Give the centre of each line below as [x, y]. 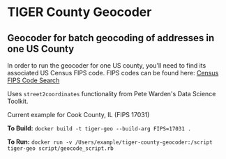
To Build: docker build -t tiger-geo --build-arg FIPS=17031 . [99, 128]
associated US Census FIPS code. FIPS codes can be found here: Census [113, 73]
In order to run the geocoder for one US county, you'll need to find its [107, 66]
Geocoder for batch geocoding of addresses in [111, 38]
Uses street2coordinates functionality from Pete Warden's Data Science [112, 94]
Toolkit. [18, 101]
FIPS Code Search [33, 80]
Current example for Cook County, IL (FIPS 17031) [78, 115]
